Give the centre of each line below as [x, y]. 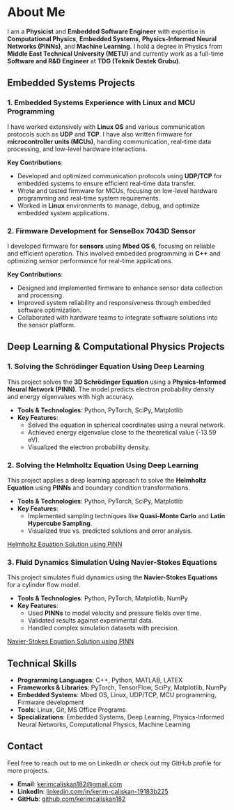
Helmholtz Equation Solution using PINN [65, 544]
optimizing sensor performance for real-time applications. [90, 260]
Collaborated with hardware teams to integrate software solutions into [117, 317]
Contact [25, 746]
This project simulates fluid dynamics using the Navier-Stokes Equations [112, 577]
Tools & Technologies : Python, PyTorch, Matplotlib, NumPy [102, 598]
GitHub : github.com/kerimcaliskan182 [71, 799]
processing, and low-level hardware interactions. [77, 149]
